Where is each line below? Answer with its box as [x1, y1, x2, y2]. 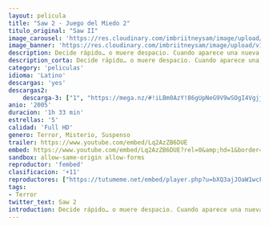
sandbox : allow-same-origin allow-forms [8, 153, 146, 161]
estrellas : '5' [8, 116, 59, 124]
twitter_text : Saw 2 [8, 198, 78, 206]
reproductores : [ [8, 176, 66, 184]
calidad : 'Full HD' [8, 123, 74, 131]
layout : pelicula [8, 11, 66, 20]
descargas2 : [8, 86, 48, 95]
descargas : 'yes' [8, 79, 66, 87]
